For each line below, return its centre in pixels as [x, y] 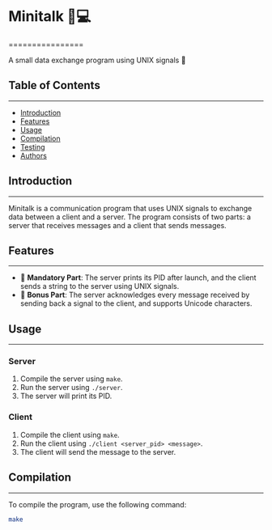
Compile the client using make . [70, 435]
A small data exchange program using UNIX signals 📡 [97, 60]
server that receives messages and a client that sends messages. [117, 225]
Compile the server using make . [71, 379]
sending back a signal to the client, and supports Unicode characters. [136, 303]
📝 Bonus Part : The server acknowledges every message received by [135, 295]
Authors [33, 155]
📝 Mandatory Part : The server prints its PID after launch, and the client [138, 278]
